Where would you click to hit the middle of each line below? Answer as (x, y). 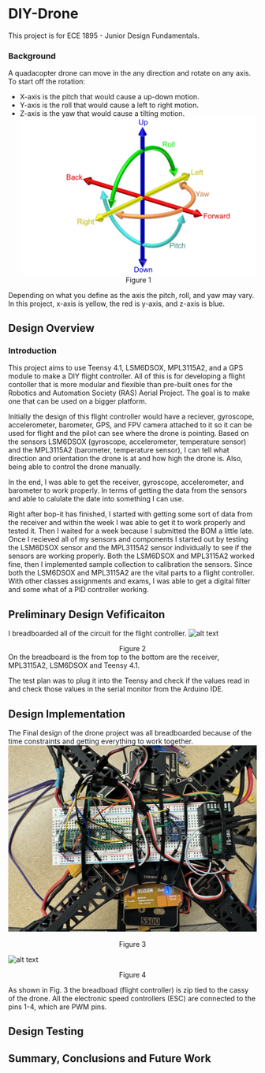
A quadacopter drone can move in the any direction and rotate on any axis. (129, 73)
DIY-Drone (43, 14)
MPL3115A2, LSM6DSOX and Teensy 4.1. (74, 665)
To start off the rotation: (47, 82)
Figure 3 (132, 944)
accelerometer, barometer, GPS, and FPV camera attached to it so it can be (130, 425)
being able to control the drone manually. (75, 467)
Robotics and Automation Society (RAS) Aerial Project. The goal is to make (129, 393)
